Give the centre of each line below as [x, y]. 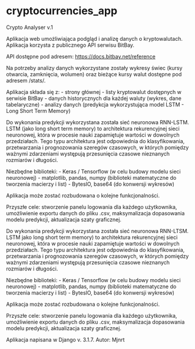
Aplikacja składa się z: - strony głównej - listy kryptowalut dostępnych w [94, 92]
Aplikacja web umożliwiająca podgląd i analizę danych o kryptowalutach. [95, 38]
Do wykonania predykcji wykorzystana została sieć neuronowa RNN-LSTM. [98, 122]
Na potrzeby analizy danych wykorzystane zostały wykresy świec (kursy [94, 68]
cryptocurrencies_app [62, 11]
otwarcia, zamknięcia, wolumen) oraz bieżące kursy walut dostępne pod [94, 74]
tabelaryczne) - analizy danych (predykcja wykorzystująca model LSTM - [95, 104]
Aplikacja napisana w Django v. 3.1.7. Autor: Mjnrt [65, 340]
